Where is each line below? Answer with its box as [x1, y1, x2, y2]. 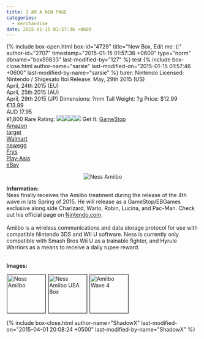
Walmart [6, 135, 28, 142]
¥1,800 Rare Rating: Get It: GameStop [6, 115, 126, 123]
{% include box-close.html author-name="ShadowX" [6, 319, 140, 327]
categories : [6, 15, 37, 21]
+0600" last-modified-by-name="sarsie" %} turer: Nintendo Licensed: [6, 69, 184, 77]
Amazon [6, 122, 28, 130]
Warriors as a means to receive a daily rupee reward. [6, 244, 140, 251]
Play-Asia [6, 155, 31, 162]
